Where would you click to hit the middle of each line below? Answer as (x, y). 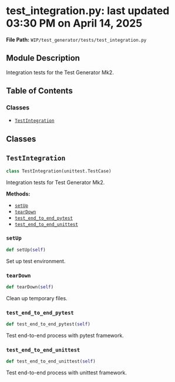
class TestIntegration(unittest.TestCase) (59, 171)
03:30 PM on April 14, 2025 (74, 23)
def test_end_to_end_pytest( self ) (48, 324)
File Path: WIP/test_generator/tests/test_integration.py (76, 39)
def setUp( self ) (26, 250)
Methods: (18, 194)
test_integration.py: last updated (88, 11)
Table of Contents (40, 91)
